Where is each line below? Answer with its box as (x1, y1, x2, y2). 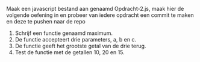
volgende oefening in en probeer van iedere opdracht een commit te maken (6, 11, 194, 19)
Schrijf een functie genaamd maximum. (14, 29, 113, 37)
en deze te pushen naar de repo (6, 18, 86, 25)
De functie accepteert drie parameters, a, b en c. (14, 36, 137, 43)
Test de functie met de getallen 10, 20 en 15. (14, 49, 125, 56)
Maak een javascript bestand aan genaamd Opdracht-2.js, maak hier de (6, 5, 184, 12)
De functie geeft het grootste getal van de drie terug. (14, 42, 146, 49)
